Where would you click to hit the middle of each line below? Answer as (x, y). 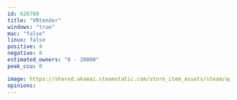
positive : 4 (25, 46)
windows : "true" (31, 27)
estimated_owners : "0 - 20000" (53, 60)
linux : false (26, 40)
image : (17, 79)
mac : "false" (26, 33)
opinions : (22, 85)
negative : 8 (25, 54)
